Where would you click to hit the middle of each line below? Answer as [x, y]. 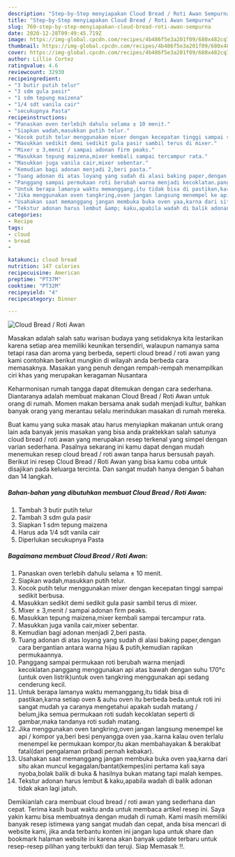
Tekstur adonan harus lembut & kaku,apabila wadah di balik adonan [115, 781]
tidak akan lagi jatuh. [48, 789]
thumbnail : [24, 46]
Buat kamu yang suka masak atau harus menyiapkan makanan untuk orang [116, 425]
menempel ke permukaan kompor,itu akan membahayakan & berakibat [119, 744]
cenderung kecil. [42, 685]
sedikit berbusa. [41, 596]
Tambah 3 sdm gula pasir [54, 518]
